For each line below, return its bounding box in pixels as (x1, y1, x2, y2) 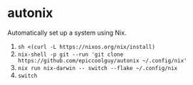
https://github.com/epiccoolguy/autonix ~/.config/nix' (17, 57, 187, 64)
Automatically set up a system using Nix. (7, 28, 127, 37)
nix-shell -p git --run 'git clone (17, 51, 124, 58)
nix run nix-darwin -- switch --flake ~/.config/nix (17, 64, 178, 72)
